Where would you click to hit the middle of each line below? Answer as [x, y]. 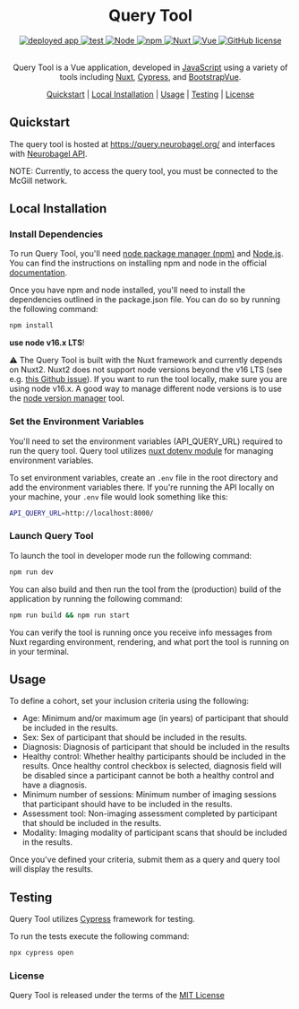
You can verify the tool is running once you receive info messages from [141, 632]
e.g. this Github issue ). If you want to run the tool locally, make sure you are [149, 379]
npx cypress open [42, 953]
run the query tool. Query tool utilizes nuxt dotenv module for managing [141, 450]
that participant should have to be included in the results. [127, 805]
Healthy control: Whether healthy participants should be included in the [154, 757]
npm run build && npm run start [69, 615]
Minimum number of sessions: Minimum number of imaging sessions [149, 795]
